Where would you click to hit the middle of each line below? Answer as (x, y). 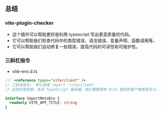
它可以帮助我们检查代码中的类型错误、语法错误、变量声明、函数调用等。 (84, 40)
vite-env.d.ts (25, 71)
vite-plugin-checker (29, 23)
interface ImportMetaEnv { (32, 98)
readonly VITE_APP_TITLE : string (43, 103)
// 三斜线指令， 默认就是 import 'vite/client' (50, 85)
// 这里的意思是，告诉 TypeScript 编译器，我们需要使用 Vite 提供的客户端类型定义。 (82, 90)
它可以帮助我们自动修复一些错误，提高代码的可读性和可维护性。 (76, 46)
